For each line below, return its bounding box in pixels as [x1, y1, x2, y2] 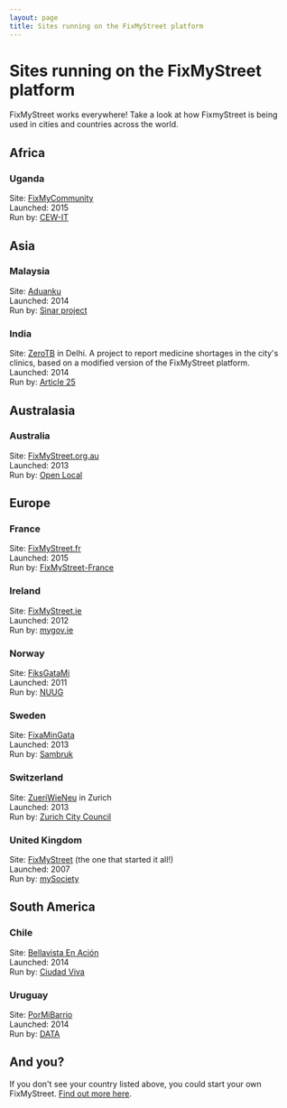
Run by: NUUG [9, 687, 64, 697]
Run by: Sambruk [9, 749, 74, 760]
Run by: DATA [9, 1028, 60, 1039]
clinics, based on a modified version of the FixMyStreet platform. [9, 357, 250, 368]
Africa [9, 145, 45, 161]
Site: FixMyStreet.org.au [9, 450, 99, 461]
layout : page [9, 13, 59, 23]
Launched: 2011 [9, 678, 68, 688]
